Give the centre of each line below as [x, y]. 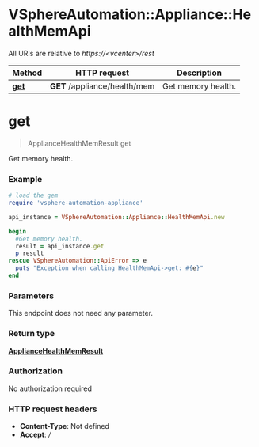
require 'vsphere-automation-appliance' [76, 203]
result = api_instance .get [60, 246]
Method [27, 73]
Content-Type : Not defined [64, 426]
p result [30, 254]
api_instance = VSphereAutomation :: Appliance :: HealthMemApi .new [116, 217]
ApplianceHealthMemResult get [79, 143]
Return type [32, 334]
